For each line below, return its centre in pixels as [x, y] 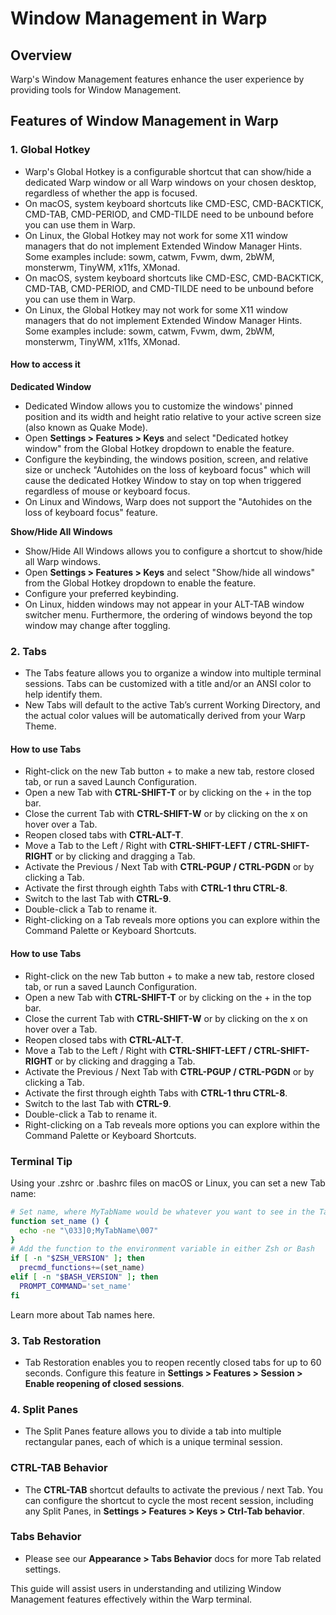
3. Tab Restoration [56, 1340]
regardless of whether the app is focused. [111, 193]
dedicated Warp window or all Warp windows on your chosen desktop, [170, 182]
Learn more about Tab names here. [83, 1314]
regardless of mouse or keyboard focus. [107, 491]
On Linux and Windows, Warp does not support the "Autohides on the [168, 501]
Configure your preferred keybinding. [101, 593]
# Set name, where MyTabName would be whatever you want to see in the [162, 1212]
